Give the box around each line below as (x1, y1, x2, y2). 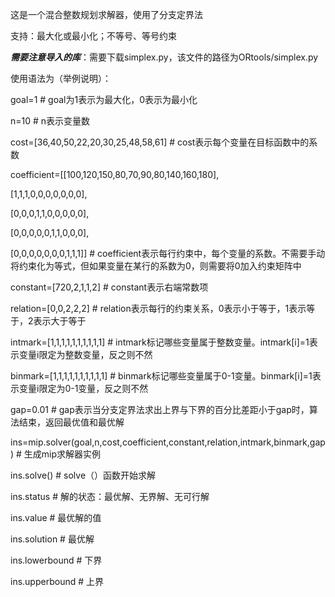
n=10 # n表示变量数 (10, 115, 91, 127)
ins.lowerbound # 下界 (10, 554, 103, 566)
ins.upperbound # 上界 (10, 576, 104, 587)
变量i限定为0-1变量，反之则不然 (18, 383, 149, 394)
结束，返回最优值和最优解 (18, 416, 125, 428)
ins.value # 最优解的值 (10, 512, 102, 523)
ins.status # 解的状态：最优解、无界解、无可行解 (10, 491, 210, 502)
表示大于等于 (33, 315, 87, 327)
